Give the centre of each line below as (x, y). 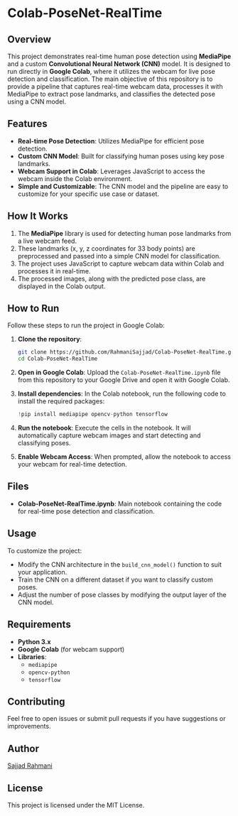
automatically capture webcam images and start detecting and (109, 435)
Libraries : (32, 657)
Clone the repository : (50, 339)
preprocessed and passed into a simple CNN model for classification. (119, 256)
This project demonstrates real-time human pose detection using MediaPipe (119, 56)
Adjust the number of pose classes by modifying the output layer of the (122, 594)
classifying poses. (44, 443)
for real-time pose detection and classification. (86, 511)
